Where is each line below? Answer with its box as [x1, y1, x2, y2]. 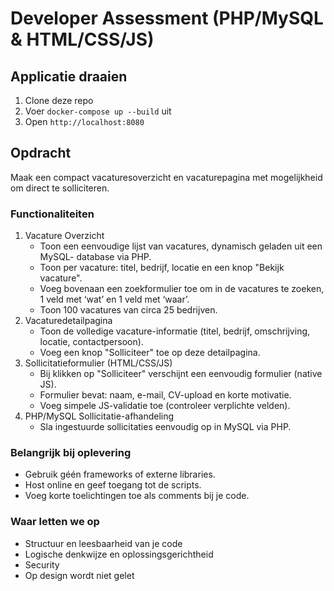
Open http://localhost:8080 [24, 116, 145, 127]
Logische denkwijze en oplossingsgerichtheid [24, 548, 214, 560]
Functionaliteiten [10, 207, 95, 221]
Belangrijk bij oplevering [10, 446, 132, 460]
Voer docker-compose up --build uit [24, 105, 172, 117]
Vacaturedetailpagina [24, 315, 113, 327]
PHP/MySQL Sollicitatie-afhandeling [24, 410, 175, 422]
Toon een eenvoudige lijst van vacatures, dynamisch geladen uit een [39, 240, 323, 252]
